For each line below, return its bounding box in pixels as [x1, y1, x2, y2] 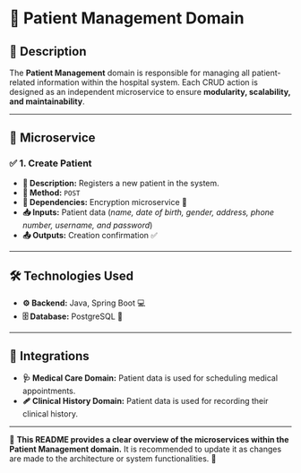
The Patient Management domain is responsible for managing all [9, 67, 251, 78]
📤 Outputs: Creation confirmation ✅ [21, 229, 159, 240]
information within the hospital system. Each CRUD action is [37, 77, 258, 88]
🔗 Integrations [9, 348, 90, 364]
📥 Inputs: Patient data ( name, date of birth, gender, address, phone [21, 206, 275, 218]
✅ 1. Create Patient [9, 157, 92, 169]
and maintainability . [9, 96, 85, 107]
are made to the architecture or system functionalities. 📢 [9, 453, 217, 464]
